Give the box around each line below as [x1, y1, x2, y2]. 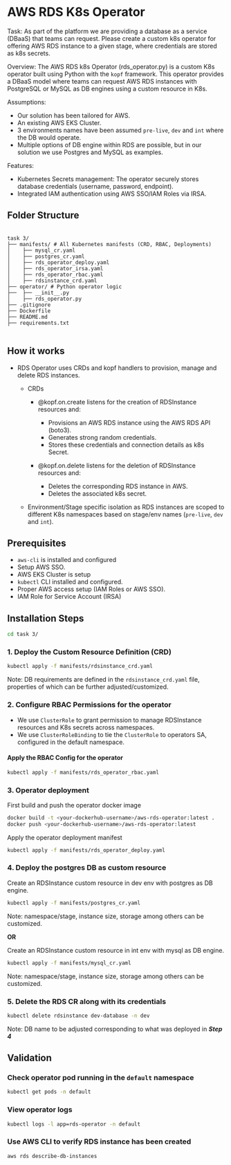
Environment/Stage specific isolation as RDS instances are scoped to [27, 503, 225, 511]
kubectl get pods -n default [7, 1088, 91, 1096]
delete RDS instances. [17, 371, 81, 379]
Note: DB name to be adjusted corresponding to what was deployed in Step [7, 1025, 223, 1033]
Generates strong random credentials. [48, 433, 157, 441]
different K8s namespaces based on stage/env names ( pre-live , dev [27, 510, 223, 519]
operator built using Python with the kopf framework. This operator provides [7, 70, 224, 78]
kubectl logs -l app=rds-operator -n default [7, 1121, 140, 1128]
